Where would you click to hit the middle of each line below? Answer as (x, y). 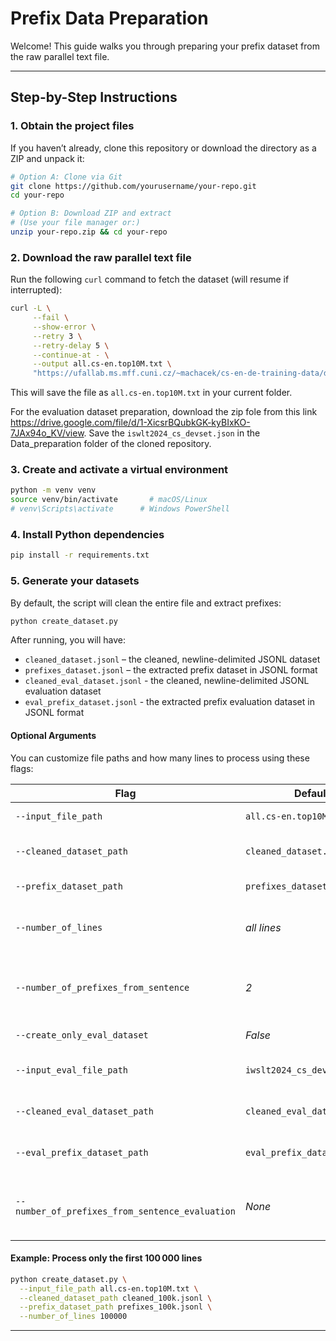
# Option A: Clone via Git (66, 177)
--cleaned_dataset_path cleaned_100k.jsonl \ (116, 1298)
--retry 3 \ (57, 336)
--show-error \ (64, 327)
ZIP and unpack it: (47, 158)
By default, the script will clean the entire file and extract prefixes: (146, 603)
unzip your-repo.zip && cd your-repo (89, 232)
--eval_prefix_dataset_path (82, 1152)
